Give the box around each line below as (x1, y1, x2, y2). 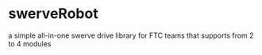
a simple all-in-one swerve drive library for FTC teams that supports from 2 (8, 31, 254, 40)
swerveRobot (8, 5, 98, 23)
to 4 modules (8, 38, 52, 48)
